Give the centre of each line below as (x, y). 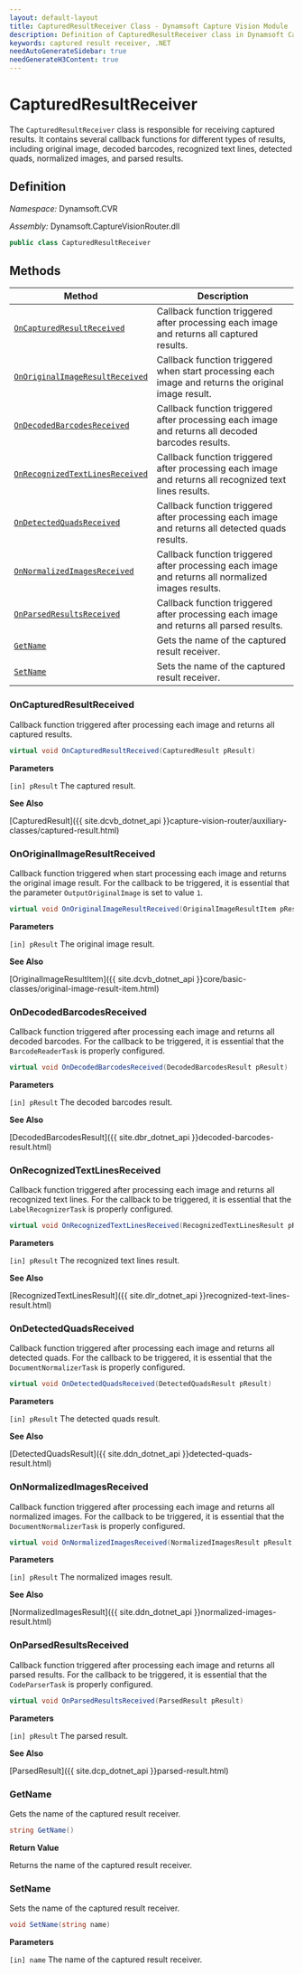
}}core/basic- (221, 978)
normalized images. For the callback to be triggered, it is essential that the (147, 1516)
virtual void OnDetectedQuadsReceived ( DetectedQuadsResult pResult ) (141, 1384)
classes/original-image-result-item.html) (84, 988)
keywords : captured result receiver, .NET (90, 43)
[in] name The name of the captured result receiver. (106, 1960)
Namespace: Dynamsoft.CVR (64, 208)
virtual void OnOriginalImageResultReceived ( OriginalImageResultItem (143, 909)
